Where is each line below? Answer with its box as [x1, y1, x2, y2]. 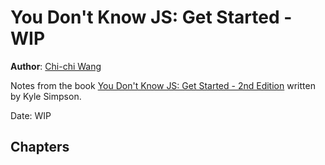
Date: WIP [10, 109, 52, 121]
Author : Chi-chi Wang [10, 60, 102, 72]
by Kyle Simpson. [10, 90, 82, 102]
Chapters [10, 139, 70, 156]
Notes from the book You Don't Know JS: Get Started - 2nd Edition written [10, 79, 316, 91]
